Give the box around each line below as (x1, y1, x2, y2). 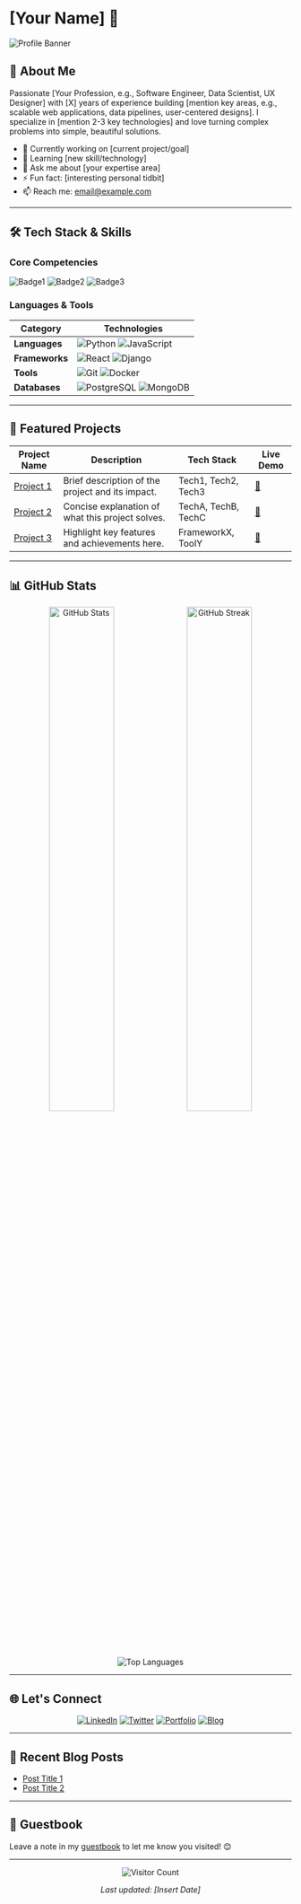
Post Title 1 (21, 1773, 64, 1784)
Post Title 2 (21, 1782, 65, 1794)
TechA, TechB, (177, 500, 240, 513)
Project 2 (13, 505, 52, 518)
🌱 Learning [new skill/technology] (21, 153, 147, 163)
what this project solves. (63, 511, 166, 523)
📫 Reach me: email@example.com (21, 186, 152, 197)
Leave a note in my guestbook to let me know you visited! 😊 (9, 1840, 232, 1852)
